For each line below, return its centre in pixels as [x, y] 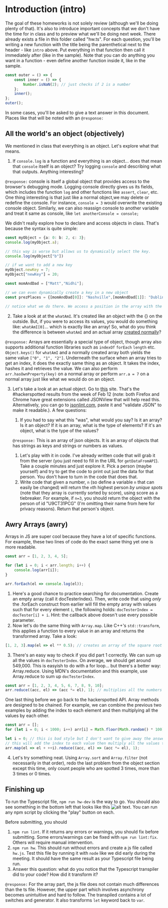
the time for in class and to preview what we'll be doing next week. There [80, 34]
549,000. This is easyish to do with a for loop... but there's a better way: [86, 665]
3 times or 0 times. [32, 773]
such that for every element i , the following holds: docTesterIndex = [82, 609]
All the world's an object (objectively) [65, 134]
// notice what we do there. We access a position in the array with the [84, 306]
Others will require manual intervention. [53, 842]
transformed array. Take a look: [45, 636]
